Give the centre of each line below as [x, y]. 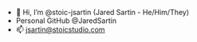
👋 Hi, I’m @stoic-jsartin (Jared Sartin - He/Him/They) [102, 12]
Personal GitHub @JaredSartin [66, 21]
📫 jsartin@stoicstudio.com [60, 29]
